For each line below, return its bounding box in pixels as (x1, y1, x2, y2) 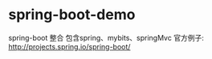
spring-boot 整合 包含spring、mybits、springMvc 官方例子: (8, 33, 205, 42)
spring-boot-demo (8, 6, 136, 24)
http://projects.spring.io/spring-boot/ (8, 41, 131, 51)
